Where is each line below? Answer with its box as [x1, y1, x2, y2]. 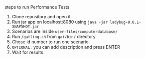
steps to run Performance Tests [4, 4, 70, 10]
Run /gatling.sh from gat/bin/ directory [11, 34, 96, 39]
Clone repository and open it [11, 14, 71, 19]
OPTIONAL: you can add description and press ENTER [11, 44, 121, 50]
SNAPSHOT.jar [11, 24, 39, 29]
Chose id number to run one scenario [11, 39, 89, 45]
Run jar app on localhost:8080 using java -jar [11, 19, 108, 25]
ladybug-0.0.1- [110, 20, 142, 25]
